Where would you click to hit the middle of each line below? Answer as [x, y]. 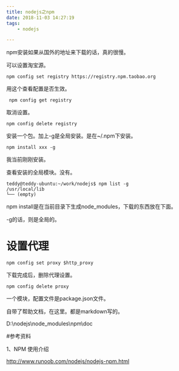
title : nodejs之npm [30, 12]
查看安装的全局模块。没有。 [41, 172]
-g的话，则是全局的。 [33, 220]
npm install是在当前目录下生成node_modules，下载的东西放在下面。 [92, 207]
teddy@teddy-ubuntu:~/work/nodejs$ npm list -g [68, 184]
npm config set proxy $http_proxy [50, 263]
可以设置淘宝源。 [28, 65]
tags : [13, 23]
